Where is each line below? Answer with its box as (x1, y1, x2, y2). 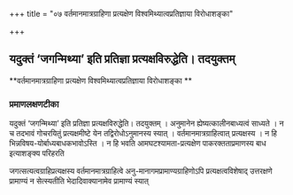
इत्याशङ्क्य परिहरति (9, 148, 65, 159)
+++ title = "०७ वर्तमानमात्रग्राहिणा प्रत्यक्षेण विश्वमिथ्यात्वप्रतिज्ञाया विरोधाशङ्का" (9, 9, 234, 19)
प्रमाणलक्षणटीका (9, 97, 59, 110)
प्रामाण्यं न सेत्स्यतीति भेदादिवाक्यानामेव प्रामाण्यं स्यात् (9, 175, 149, 186)
